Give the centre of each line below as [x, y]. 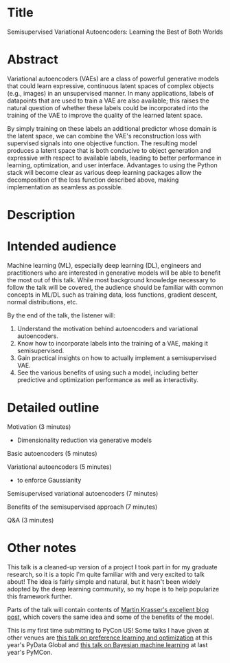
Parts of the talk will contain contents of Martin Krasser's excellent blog [108, 609]
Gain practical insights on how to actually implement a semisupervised [117, 358]
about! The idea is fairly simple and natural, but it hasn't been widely [104, 581]
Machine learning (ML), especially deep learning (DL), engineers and [104, 265]
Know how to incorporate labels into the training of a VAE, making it [112, 343]
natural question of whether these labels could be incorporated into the [108, 107]
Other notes [42, 548]
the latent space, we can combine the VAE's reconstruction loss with [104, 136]
